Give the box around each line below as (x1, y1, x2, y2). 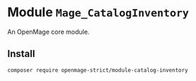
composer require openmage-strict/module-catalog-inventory (7, 66, 189, 74)
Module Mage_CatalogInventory (7, 4, 190, 20)
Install (7, 48, 35, 60)
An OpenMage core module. (7, 27, 90, 36)
